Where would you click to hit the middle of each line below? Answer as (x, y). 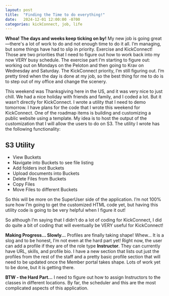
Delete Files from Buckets (39, 179)
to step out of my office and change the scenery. (56, 82)
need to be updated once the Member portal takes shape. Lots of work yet (83, 262)
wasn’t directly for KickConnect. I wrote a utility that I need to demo (75, 102)
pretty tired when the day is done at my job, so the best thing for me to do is (84, 76)
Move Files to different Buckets (45, 190)
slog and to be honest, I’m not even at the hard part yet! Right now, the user (84, 241)
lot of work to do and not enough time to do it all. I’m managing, (95, 44)
